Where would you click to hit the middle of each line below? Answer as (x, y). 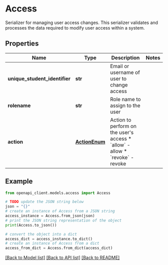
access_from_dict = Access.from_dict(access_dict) (59, 248)
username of (125, 72)
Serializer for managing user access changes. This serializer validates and (82, 22)
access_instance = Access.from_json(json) (50, 216)
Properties (22, 44)
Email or (119, 66)
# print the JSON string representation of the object (63, 220)
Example (19, 181)
